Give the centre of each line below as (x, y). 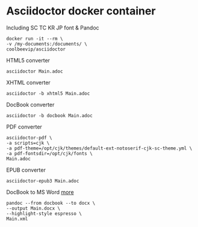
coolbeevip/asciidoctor (36, 49)
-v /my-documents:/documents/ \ (47, 44)
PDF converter (24, 127)
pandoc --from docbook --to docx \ (51, 203)
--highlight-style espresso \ (44, 213)
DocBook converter (30, 104)
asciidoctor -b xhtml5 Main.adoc (48, 93)
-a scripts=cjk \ (28, 143)
